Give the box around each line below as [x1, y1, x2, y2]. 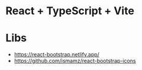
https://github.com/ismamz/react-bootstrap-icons [14, 58, 136, 65]
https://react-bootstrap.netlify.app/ [14, 51, 100, 58]
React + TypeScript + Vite [5, 4, 134, 18]
